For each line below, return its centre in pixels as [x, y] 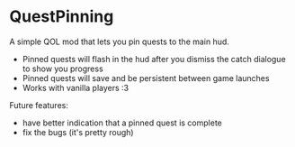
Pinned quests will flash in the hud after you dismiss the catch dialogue [154, 59]
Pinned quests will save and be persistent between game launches [146, 78]
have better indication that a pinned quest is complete [122, 123]
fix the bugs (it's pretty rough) [78, 132]
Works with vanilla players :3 [75, 87]
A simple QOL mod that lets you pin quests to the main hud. [119, 41]
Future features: [39, 105]
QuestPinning [62, 17]
